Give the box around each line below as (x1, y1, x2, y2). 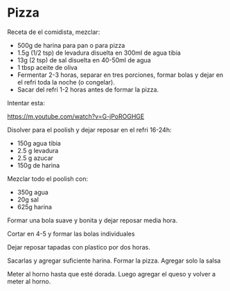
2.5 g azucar (17, 154, 54, 162)
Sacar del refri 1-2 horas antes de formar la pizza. (17, 85, 159, 94)
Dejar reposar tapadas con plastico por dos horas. (7, 242, 151, 251)
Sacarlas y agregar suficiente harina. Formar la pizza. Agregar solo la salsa (7, 256, 221, 265)
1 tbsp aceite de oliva (17, 63, 78, 71)
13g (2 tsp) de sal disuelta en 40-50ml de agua (17, 55, 151, 64)
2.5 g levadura (17, 146, 59, 155)
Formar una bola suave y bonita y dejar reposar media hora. (7, 216, 178, 224)
